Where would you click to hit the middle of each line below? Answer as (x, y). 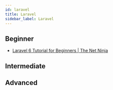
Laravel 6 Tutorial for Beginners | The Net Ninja (60, 51)
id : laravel (17, 10)
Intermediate (25, 66)
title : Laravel (21, 14)
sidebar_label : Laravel (30, 19)
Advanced (21, 82)
